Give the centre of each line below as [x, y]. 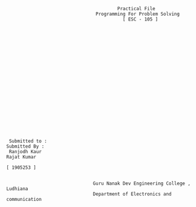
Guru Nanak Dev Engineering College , [142, 183]
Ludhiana [17, 189]
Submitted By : [25, 146]
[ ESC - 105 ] [140, 19]
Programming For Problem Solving [138, 14]
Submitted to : [28, 141]
